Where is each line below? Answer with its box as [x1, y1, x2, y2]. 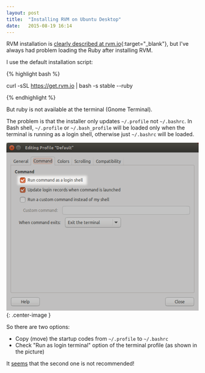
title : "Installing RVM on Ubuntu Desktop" [6, 16, 121, 23]
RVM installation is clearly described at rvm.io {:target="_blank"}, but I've [6, 40, 189, 48]
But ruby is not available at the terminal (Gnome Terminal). [6, 106, 153, 113]
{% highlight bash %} [6, 70, 60, 78]
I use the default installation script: [6, 59, 93, 66]
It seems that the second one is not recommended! [6, 360, 135, 367]
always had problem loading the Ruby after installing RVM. [6, 46, 153, 54]
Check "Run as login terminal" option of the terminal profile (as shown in [15, 341, 197, 349]
